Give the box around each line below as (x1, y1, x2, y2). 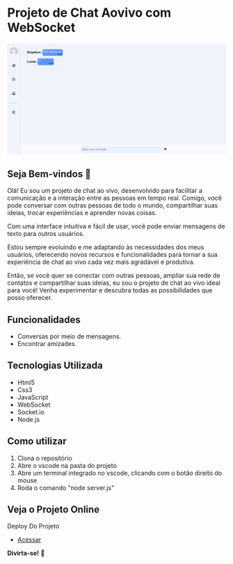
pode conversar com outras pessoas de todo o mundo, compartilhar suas (7, 201, 218, 210)
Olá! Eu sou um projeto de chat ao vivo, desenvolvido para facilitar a (7, 187, 203, 195)
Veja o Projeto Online (7, 503, 99, 516)
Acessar (17, 535, 42, 544)
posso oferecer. (7, 294, 53, 302)
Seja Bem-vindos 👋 (7, 168, 92, 180)
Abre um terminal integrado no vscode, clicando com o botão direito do (17, 469, 223, 477)
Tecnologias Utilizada (7, 360, 103, 372)
